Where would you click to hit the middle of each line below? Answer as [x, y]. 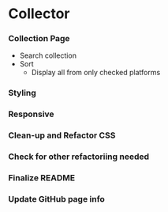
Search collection [48, 55]
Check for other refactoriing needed [79, 157]
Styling [22, 93]
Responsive [31, 114]
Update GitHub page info [56, 199]
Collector [39, 14]
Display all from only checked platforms [96, 73]
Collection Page [39, 39]
